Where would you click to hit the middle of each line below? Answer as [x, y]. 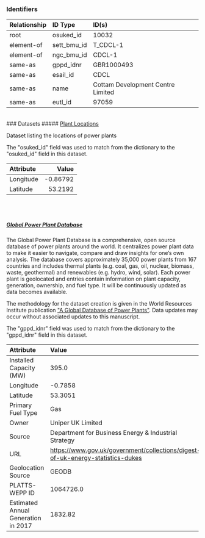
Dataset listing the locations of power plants [62, 135]
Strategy [62, 440]
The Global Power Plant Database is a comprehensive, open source [91, 240]
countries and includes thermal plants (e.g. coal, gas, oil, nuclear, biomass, [100, 266]
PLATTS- [23, 486]
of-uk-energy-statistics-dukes [96, 458]
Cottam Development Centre [134, 85]
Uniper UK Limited [76, 423]
